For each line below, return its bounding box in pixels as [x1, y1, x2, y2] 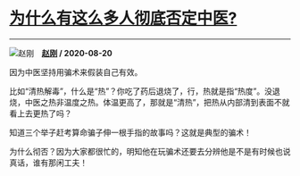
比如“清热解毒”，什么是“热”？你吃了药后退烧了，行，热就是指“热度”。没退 [9, 86, 280, 96]
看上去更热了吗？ [9, 108, 72, 119]
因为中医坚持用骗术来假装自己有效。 [9, 66, 143, 77]
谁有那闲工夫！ [32, 157, 87, 168]
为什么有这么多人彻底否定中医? [9, 8, 237, 29]
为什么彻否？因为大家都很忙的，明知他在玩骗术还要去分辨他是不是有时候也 [9, 146, 283, 156]
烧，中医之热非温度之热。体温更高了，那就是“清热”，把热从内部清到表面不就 [9, 96, 290, 107]
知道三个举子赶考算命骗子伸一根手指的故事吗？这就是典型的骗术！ [9, 127, 252, 138]
